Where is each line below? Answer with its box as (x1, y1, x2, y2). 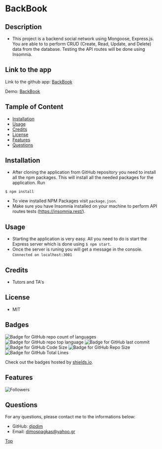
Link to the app (5, 66, 52, 74)
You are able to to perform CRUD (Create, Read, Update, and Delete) (12, 41, 152, 47)
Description (5, 23, 42, 31)
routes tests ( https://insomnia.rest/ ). (12, 208, 86, 215)
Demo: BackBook (5, 88, 40, 94)
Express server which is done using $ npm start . (12, 241, 112, 247)
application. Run (12, 180, 45, 186)
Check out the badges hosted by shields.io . (5, 359, 94, 365)
